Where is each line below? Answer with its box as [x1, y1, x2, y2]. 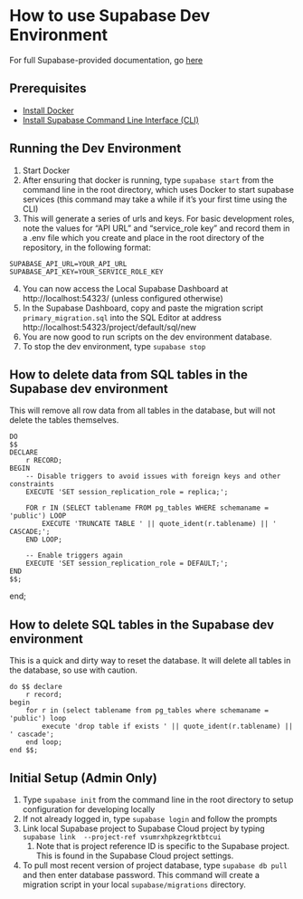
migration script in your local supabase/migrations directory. [22, 879, 246, 890]
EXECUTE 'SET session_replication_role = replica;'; [25, 488, 229, 497]
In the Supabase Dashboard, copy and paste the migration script [22, 302, 264, 313]
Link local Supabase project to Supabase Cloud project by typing [22, 823, 265, 834]
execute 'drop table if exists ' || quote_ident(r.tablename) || [42, 722, 294, 732]
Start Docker [22, 165, 71, 176]
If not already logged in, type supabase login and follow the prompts [22, 814, 278, 824]
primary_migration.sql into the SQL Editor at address [22, 311, 222, 322]
